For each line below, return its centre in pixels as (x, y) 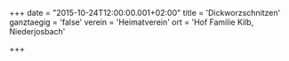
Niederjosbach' (37, 31)
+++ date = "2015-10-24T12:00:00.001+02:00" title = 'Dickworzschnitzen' (145, 13)
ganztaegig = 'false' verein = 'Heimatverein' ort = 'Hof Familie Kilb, (132, 22)
